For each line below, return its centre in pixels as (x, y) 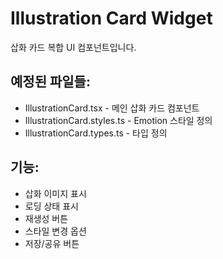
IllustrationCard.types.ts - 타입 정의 (96, 133)
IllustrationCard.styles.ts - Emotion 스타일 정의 (118, 120)
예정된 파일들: (50, 82)
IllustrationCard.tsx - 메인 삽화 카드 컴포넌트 (112, 108)
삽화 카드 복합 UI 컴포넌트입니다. (73, 47)
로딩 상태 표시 (51, 206)
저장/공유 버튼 (52, 243)
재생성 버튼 (46, 218)
